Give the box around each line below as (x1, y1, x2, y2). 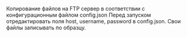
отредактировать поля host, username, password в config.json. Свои (6, 18, 181, 24)
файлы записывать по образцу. (6, 24, 86, 31)
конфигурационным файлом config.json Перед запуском (6, 11, 152, 18)
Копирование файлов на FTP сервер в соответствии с (6, 5, 145, 12)
